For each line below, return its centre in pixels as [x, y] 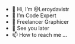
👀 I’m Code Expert [34, 15]
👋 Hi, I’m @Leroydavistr [40, 9]
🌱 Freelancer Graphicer [40, 22]
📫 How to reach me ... [39, 35]
